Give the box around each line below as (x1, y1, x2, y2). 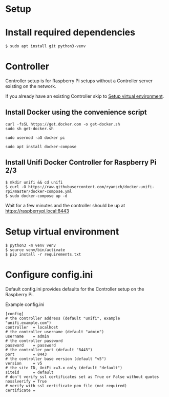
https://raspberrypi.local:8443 (5, 208, 69, 214)
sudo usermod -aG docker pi (5, 135, 66, 140)
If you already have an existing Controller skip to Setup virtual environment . (5, 93, 164, 99)
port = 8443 (5, 352, 47, 357)
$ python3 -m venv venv (5, 243, 56, 248)
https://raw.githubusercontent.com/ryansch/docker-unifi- (28, 184, 155, 189)
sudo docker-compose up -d (10, 193, 68, 199)
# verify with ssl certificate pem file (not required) (5, 383, 127, 388)
